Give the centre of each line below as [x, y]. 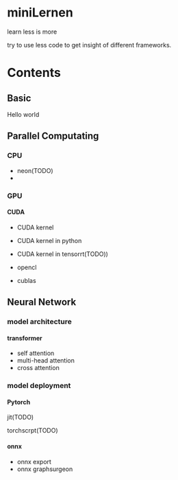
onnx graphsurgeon [45, 469]
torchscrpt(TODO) [33, 431]
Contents [34, 73]
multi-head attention [46, 361]
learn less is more [32, 32]
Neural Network [42, 302]
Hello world [23, 114]
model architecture [39, 322]
